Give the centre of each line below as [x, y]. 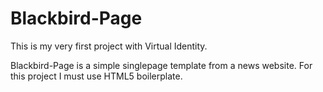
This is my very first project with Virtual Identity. [109, 46]
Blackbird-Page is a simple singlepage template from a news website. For [161, 65]
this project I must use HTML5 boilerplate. [96, 76]
